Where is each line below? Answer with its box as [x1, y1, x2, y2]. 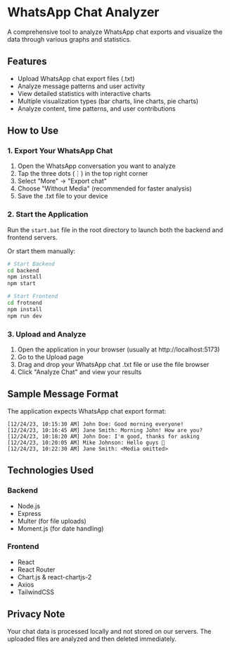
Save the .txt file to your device [17, 192, 108, 200]
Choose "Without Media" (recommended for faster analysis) [17, 184, 192, 193]
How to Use [7, 125, 59, 137]
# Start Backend [7, 260, 55, 267]
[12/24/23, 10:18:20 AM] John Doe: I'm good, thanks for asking [7, 433, 200, 440]
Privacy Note [7, 608, 65, 620]
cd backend [7, 267, 39, 274]
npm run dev [7, 312, 42, 320]
